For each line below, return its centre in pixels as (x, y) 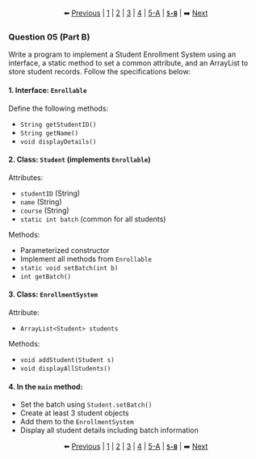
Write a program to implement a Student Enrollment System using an (122, 55)
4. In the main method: (46, 386)
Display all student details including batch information (109, 430)
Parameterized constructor (65, 250)
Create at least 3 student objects (74, 413)
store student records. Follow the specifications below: (100, 72)
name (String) (41, 201)
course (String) (45, 210)
